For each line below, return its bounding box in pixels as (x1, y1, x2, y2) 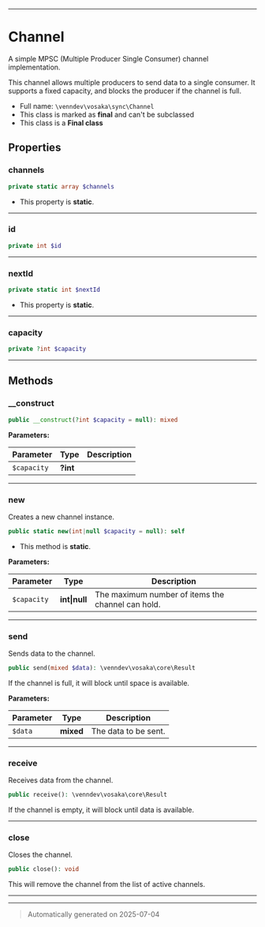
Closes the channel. (8, 850, 73, 860)
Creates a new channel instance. (8, 512, 114, 521)
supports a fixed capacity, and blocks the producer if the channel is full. (8, 86, 242, 95)
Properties (8, 141, 62, 155)
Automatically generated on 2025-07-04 (27, 910, 160, 919)
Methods (8, 374, 54, 387)
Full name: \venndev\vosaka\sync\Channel (19, 101, 155, 110)
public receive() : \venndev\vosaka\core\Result (8, 791, 168, 799)
